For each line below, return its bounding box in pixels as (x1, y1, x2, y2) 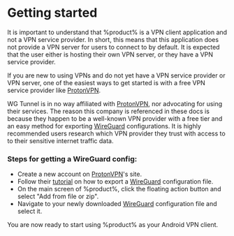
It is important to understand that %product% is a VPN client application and (7, 28, 228, 36)
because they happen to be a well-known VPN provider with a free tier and (7, 114, 223, 123)
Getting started (7, 5, 98, 21)
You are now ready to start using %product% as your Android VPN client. (7, 221, 219, 229)
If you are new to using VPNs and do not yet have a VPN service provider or (7, 71, 226, 80)
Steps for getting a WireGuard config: (7, 154, 138, 163)
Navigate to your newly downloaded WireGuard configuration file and (17, 200, 217, 208)
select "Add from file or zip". (17, 192, 99, 200)
